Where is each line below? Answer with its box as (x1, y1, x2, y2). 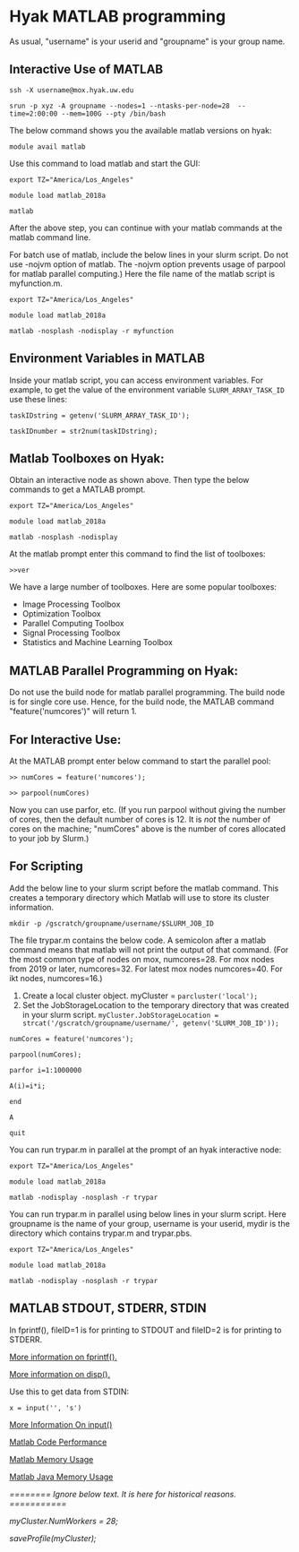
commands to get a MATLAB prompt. (9, 484, 146, 495)
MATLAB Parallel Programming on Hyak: (9, 663, 239, 678)
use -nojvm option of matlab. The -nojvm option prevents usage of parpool (9, 258, 286, 270)
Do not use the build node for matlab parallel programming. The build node (9, 687, 286, 698)
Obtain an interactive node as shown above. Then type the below (9, 475, 250, 486)
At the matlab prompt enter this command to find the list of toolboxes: (9, 548, 266, 559)
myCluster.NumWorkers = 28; (9, 1515, 119, 1526)
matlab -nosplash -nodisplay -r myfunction (9, 326, 175, 335)
